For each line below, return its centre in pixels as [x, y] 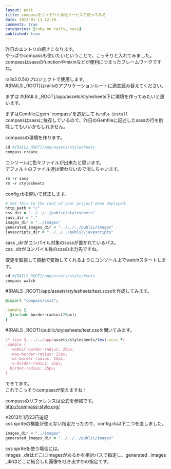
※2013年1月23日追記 [27, 417]
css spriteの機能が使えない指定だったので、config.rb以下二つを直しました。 [86, 423]
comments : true [22, 24]
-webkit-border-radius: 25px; [42, 349]
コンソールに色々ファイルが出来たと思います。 [55, 162]
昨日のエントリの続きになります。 [41, 49]
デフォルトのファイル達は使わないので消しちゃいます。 [64, 169]
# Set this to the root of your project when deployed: [66, 203]
